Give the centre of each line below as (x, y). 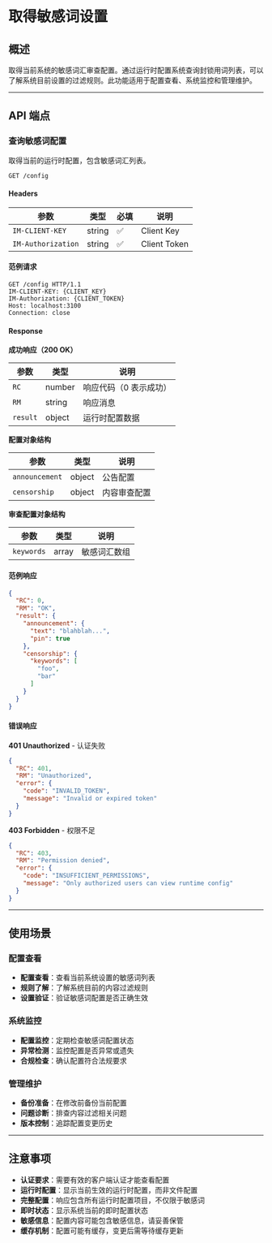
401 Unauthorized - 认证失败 (57, 745)
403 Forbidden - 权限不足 (52, 830)
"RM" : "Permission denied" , (63, 861)
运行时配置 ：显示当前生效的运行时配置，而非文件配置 (109, 1189)
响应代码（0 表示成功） (127, 388)
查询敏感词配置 (38, 141)
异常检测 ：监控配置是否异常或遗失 (77, 1050)
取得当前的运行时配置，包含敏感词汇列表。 (79, 160)
